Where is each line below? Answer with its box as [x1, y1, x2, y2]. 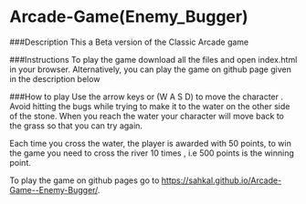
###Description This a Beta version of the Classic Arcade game [9, 36, 249, 47]
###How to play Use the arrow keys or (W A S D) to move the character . [9, 91, 284, 102]
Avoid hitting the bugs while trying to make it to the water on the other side [9, 100, 290, 111]
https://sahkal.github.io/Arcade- [161, 175, 282, 186]
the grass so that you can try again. [9, 120, 143, 131]
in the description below [9, 73, 100, 84]
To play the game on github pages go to [9, 175, 160, 186]
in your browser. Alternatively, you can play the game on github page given [9, 64, 292, 75]
